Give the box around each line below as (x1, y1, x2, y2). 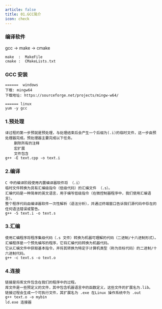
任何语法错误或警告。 (5, 206, 42, 211)
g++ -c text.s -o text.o (5, 255, 56, 260)
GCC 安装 (5, 71, 28, 78)
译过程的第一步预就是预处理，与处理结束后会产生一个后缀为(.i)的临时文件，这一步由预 (5, 131, 157, 136)
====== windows (5, 82, 38, 87)
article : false (5, 7, 36, 12)
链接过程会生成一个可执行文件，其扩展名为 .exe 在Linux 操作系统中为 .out (5, 290, 141, 295)
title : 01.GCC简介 (5, 12, 41, 17)
